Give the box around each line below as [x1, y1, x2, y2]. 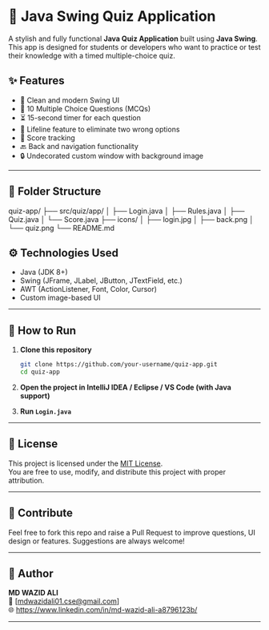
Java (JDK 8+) [19, 268, 68, 277]
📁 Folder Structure [8, 184, 102, 199]
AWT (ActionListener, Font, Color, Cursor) [19, 285, 158, 294]
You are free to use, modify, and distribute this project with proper [8, 466, 227, 476]
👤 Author [8, 567, 54, 580]
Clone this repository [19, 345, 92, 355]
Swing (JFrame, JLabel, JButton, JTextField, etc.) [19, 276, 183, 285]
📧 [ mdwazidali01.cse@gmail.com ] [8, 596, 120, 606]
